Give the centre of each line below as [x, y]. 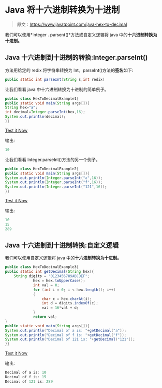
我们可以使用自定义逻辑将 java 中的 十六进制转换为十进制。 [63, 258]
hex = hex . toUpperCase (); [59, 281]
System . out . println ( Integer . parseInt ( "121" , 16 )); [56, 187]
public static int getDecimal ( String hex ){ [50, 272]
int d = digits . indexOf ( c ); [70, 303]
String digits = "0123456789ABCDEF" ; [52, 276]
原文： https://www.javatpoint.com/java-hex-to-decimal [72, 24]
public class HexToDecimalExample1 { [42, 98]
